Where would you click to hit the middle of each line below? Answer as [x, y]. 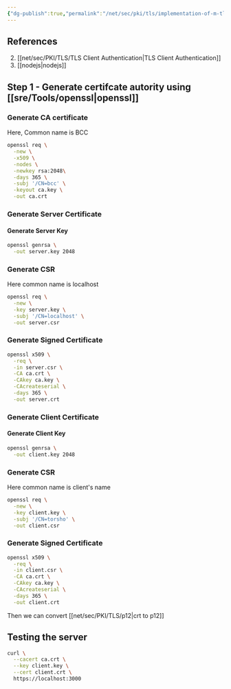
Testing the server [47, 638]
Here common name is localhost [53, 284]
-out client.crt [36, 602]
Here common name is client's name [59, 488]
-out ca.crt [31, 197]
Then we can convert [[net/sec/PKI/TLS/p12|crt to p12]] [86, 615]
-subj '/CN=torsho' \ [44, 519]
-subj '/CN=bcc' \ [40, 183]
